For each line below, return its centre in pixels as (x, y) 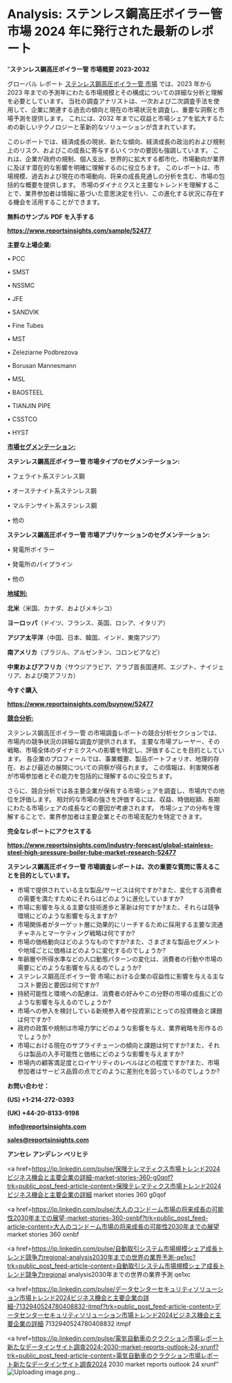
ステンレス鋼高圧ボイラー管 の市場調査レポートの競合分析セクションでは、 (114, 733)
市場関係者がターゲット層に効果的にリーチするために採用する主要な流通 (120, 924)
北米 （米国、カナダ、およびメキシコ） (61, 608)
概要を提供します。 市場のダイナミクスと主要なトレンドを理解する (119, 184)
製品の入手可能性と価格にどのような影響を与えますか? (107, 1054)
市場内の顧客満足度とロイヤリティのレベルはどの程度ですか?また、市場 (118, 1062)
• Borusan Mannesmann (42, 365)
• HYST (18, 432)
